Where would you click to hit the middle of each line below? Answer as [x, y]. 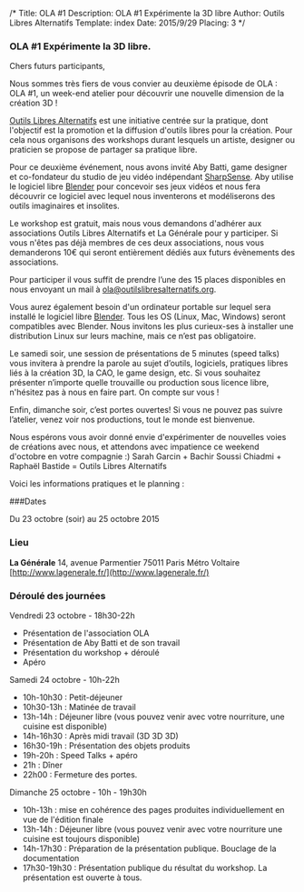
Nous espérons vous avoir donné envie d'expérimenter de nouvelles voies [148, 437]
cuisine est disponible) [64, 726]
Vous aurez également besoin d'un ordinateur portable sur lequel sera [140, 307]
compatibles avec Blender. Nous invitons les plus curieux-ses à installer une [152, 326]
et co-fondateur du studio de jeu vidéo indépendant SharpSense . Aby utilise [152, 177]
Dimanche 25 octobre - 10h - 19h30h [78, 792]
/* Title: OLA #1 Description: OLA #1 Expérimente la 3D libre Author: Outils [147, 13]
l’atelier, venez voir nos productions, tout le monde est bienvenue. [132, 420]
